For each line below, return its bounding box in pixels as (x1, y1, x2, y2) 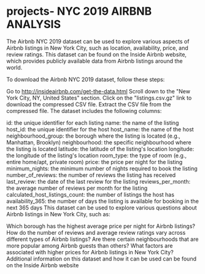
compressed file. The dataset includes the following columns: (6, 107, 162, 114)
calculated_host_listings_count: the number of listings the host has (6, 190, 175, 198)
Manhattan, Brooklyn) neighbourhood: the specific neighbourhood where (6, 138, 191, 146)
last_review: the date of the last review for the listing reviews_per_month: (6, 178, 191, 185)
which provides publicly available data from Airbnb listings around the (6, 57, 183, 65)
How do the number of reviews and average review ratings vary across (6, 229, 186, 236)
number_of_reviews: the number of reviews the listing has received (6, 171, 176, 179)
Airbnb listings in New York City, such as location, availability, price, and (6, 44, 188, 52)
